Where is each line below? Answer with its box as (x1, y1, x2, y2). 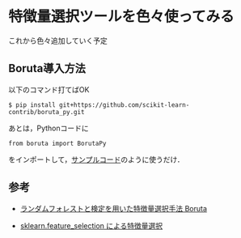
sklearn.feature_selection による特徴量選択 (19, 220, 163, 231)
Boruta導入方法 (8, 62, 87, 75)
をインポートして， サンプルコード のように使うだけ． (8, 155, 184, 164)
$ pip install (8, 100, 57, 109)
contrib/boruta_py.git (8, 108, 85, 116)
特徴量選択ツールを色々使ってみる (8, 7, 235, 26)
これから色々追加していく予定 (8, 36, 108, 45)
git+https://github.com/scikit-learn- (59, 100, 190, 109)
